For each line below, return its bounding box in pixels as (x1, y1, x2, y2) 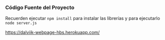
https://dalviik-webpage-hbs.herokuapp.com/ (5, 29, 100, 35)
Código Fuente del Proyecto (5, 4, 74, 11)
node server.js (5, 20, 37, 26)
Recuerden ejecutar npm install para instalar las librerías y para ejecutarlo (5, 15, 160, 21)
